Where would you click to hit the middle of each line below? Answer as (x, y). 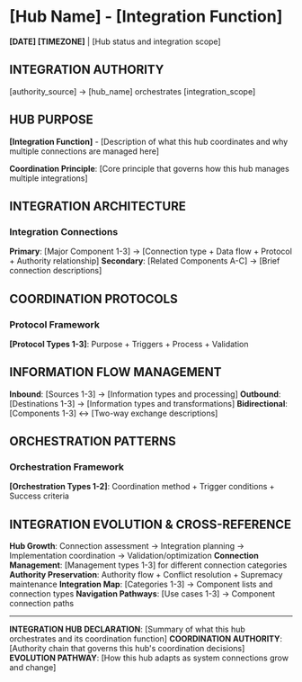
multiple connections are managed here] (84, 151)
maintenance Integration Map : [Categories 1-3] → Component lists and (141, 584)
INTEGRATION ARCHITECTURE (98, 206)
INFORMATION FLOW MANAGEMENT (115, 372)
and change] (33, 668)
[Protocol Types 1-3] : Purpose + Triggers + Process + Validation (129, 344)
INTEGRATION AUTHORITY (87, 70)
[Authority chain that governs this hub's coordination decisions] (127, 649)
